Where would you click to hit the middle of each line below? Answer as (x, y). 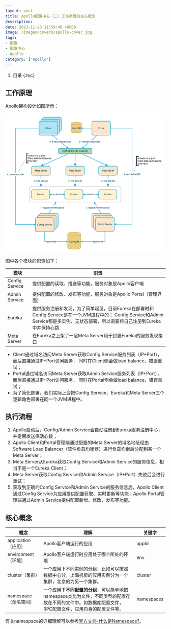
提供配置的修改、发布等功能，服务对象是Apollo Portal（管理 (95, 294)
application (19, 540)
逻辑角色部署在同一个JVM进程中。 (49, 399)
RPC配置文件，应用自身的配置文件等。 (83, 609)
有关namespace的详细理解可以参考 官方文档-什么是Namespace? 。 (75, 621)
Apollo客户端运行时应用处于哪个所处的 (83, 554)
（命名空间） (21, 602)
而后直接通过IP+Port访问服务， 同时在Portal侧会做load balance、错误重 (88, 380)
